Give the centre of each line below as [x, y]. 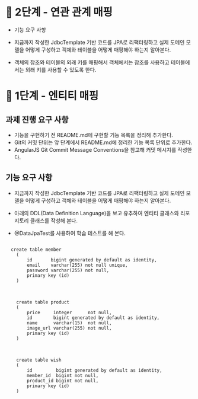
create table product [43, 302]
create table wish [39, 360]
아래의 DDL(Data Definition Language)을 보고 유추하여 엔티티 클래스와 [96, 213]
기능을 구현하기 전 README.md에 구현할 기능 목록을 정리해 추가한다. [93, 135]
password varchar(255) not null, [68, 270]
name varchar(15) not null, [69, 323]
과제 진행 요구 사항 [37, 119]
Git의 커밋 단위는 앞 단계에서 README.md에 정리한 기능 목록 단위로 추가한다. [103, 142]
